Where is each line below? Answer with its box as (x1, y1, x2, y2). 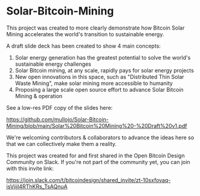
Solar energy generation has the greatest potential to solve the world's (15, 54, 191, 61)
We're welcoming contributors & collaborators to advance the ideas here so (6, 134, 195, 141)
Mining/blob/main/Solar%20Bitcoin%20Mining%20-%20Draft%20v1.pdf (6, 122, 187, 129)
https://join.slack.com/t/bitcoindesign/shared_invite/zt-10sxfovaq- (6, 176, 171, 183)
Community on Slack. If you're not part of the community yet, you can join (6, 158, 190, 165)
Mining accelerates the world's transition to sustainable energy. (6, 30, 164, 37)
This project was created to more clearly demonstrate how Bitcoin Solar (6, 24, 185, 31)
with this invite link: (6, 165, 54, 172)
